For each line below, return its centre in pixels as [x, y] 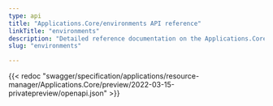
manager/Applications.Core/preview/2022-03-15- [91, 85]
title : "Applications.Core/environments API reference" [105, 23]
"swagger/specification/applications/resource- [121, 76]
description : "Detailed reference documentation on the [105, 38]
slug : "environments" [45, 46]
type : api [25, 16]
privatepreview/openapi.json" [58, 93]
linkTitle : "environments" [54, 31]
